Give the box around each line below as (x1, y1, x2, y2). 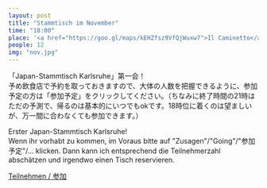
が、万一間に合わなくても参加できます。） (8, 111, 143, 120)
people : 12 (8, 41, 44, 49)
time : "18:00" (8, 26, 56, 34)
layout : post (8, 11, 52, 20)
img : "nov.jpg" (8, 48, 59, 56)
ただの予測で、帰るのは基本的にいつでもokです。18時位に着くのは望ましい (8, 101, 253, 110)
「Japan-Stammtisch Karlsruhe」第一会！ (8, 71, 146, 80)
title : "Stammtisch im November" (8, 19, 119, 27)
